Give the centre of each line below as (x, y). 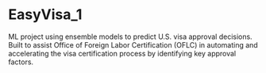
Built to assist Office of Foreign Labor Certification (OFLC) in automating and (133, 44)
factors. (21, 62)
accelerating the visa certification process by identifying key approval (122, 53)
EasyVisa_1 (45, 15)
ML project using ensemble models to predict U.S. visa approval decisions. (130, 36)
